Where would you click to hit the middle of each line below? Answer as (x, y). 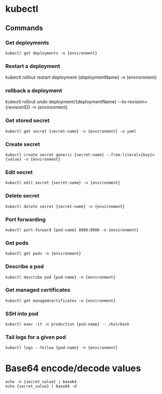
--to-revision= (133, 102)
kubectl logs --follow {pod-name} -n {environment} (62, 348)
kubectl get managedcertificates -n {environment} (60, 301)
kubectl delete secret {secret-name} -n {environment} (65, 206)
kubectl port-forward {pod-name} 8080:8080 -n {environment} (72, 230)
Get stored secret (27, 120)
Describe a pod (25, 266)
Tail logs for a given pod (36, 337)
